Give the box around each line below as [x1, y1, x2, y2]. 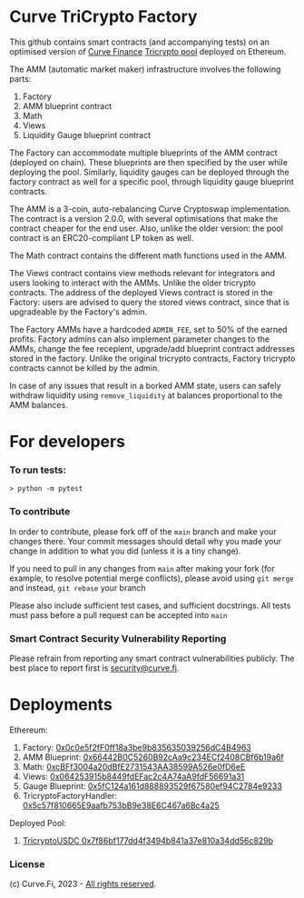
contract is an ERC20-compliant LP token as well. [9, 232, 194, 243]
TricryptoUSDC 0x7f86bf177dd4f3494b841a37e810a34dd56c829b [22, 834, 274, 846]
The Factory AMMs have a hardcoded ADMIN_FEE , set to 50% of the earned [9, 324, 288, 334]
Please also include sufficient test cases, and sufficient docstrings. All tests [9, 600, 291, 611]
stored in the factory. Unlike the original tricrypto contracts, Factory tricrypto [9, 353, 296, 364]
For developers [9, 432, 125, 452]
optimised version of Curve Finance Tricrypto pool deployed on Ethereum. [9, 45, 287, 56]
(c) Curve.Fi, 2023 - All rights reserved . [9, 879, 157, 890]
